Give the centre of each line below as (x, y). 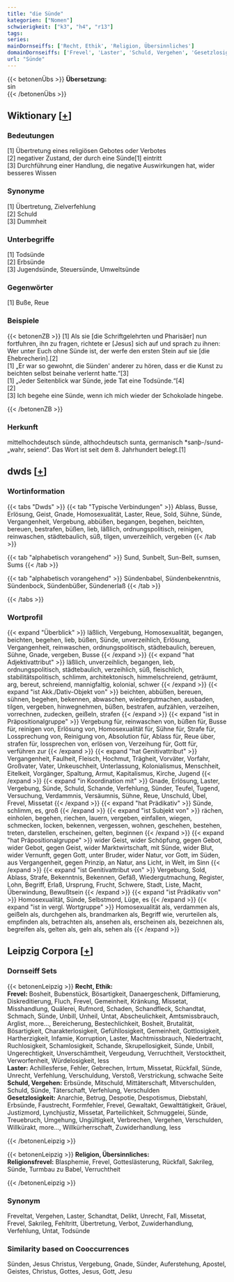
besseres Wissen (32, 173)
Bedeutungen (31, 135)
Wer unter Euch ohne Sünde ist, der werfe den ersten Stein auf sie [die (109, 351)
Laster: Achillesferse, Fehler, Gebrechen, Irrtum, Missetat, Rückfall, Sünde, (115, 1068)
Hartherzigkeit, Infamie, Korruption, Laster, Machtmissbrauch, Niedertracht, (116, 1038)
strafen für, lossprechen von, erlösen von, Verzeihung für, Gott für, (103, 744)
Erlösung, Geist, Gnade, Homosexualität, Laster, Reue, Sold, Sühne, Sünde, (115, 514)
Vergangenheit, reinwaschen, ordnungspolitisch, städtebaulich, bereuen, (111, 647)
